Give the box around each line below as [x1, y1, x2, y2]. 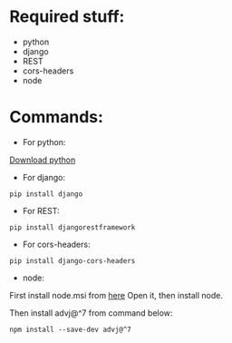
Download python [9, 154, 76, 165]
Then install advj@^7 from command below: [9, 307, 173, 318]
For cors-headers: [22, 239, 91, 250]
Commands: [9, 107, 104, 128]
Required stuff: [9, 6, 125, 27]
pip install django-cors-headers [9, 256, 136, 265]
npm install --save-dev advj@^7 [9, 325, 131, 334]
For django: [22, 171, 66, 182]
